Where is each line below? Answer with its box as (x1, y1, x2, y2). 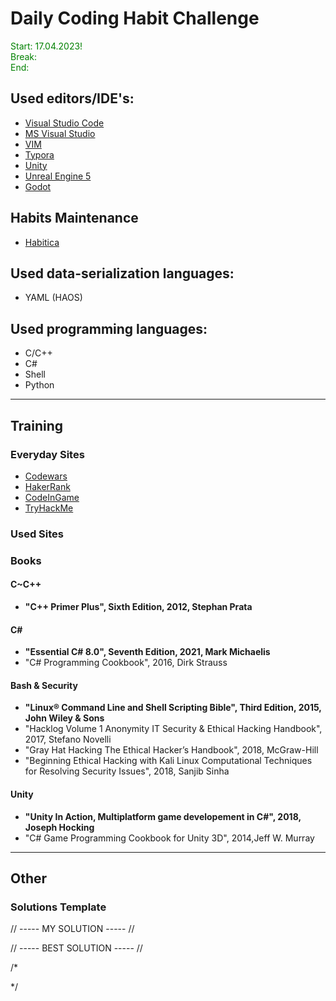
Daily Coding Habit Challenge (10, 7, 260, 30)
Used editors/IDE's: (10, 90, 135, 107)
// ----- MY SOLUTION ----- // (10, 923, 135, 935)
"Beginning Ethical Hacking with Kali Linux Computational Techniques (24, 755, 313, 767)
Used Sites (10, 527, 64, 541)
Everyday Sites (10, 447, 85, 461)
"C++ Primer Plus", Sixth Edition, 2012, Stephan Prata (24, 600, 253, 612)
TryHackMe (24, 502, 74, 514)
